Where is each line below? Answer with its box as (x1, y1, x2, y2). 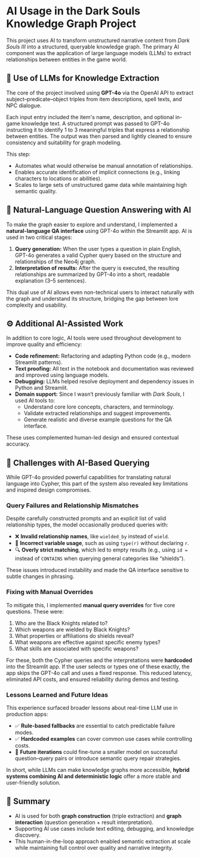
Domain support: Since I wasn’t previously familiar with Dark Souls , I (14, 390, 185, 398)
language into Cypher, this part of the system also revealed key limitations (6, 480, 188, 487)
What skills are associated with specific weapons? (14, 645, 139, 652)
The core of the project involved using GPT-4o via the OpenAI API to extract (6, 89, 194, 96)
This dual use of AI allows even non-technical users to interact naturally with (6, 289, 194, 296)
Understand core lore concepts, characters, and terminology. (23, 403, 174, 411)
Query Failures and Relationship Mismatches (6, 501, 139, 510)
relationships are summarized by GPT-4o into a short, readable (14, 271, 170, 278)
